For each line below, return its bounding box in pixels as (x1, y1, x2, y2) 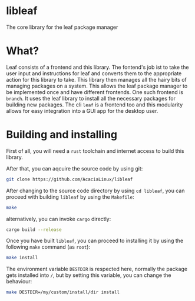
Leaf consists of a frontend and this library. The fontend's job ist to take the (6, 63, 189, 71)
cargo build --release (6, 226, 62, 233)
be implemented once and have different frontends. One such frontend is (6, 88, 184, 95)
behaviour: (6, 278, 32, 285)
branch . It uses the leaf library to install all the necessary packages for (6, 95, 176, 102)
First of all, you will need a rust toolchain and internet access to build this (6, 147, 184, 154)
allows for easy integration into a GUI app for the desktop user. (6, 107, 158, 114)
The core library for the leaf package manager (6, 24, 118, 31)
